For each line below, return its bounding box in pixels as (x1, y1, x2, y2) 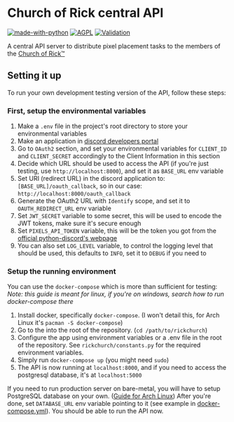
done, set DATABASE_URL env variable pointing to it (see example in (7, 399, 196, 408)
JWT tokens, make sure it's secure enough (17, 219, 142, 228)
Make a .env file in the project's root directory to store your (17, 122, 188, 131)
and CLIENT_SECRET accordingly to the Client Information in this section (17, 152, 221, 160)
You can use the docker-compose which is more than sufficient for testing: (7, 283, 218, 291)
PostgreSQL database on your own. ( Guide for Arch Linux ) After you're (7, 392, 212, 400)
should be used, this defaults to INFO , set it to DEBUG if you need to (17, 249, 207, 257)
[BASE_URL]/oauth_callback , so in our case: (17, 181, 142, 191)
